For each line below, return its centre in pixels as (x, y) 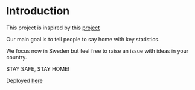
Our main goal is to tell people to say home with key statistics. (83, 39)
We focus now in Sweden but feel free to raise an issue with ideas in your (97, 51)
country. (17, 57)
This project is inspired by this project (53, 28)
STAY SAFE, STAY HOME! (38, 69)
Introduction (38, 11)
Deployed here (25, 80)
